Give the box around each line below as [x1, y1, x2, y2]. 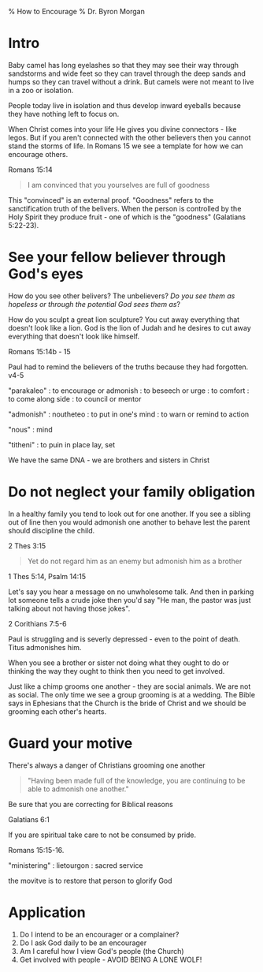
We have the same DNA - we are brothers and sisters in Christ [8, 455, 210, 465]
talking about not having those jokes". [8, 604, 131, 613]
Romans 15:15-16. [8, 845, 65, 854]
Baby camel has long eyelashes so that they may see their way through [8, 60, 239, 69]
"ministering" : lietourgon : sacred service [8, 860, 143, 870]
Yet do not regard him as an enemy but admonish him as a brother [27, 556, 243, 566]
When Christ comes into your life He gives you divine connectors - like [8, 124, 237, 133]
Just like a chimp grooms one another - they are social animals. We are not [8, 682, 251, 691]
